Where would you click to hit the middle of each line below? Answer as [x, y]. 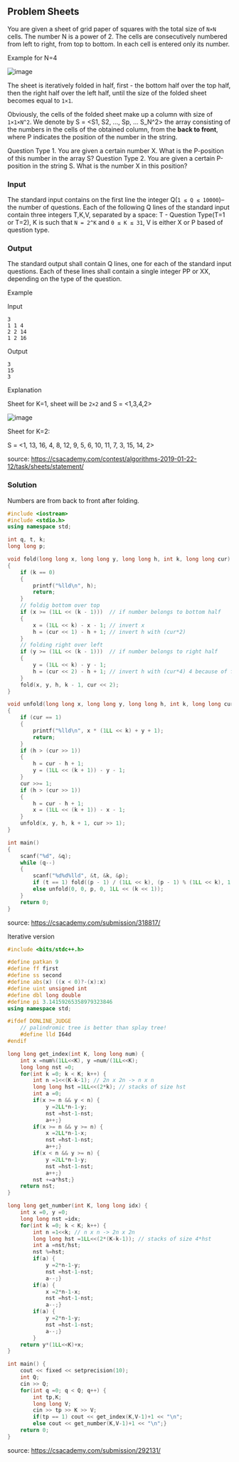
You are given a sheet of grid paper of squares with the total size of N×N [112, 28]
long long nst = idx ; [51, 1219]
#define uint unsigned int [47, 988]
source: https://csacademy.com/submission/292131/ [84, 1450]
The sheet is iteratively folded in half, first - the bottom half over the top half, [119, 85]
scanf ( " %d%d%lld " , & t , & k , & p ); [81, 876]
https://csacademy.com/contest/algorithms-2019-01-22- [114, 459]
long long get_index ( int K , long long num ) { [76, 1054]
